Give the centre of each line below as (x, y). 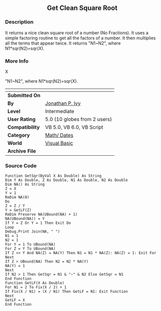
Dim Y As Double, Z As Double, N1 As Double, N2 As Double (67, 180)
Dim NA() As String (25, 185)
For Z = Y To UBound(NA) (30, 249)
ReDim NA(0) (17, 197)
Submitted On (24, 95)
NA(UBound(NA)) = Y (25, 219)
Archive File (22, 151)
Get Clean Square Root (82, 8)
